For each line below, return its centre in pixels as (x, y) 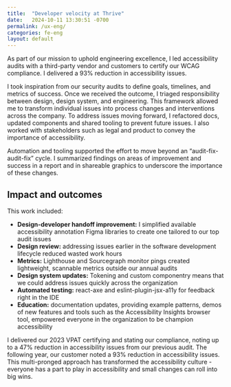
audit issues (34, 239)
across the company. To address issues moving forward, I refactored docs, (113, 116)
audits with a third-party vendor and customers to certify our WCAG (103, 66)
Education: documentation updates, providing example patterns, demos (119, 305)
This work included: (35, 211)
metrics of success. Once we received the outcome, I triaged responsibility (113, 94)
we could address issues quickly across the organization (97, 283)
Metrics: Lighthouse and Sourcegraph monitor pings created (103, 261)
